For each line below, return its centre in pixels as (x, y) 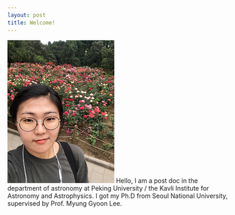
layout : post (27, 15)
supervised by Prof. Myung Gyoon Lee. (65, 203)
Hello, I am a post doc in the (157, 180)
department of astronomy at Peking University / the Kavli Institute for (108, 188)
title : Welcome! (31, 22)
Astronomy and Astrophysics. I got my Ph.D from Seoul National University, (117, 196)
